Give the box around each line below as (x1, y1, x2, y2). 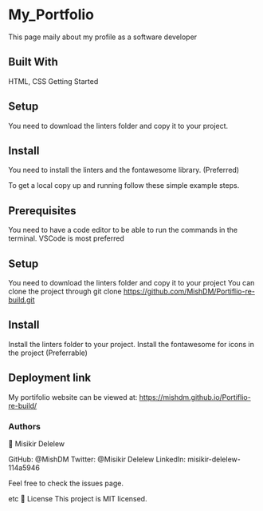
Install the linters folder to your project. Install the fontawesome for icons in (8, 339, 255, 349)
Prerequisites (8, 204, 77, 218)
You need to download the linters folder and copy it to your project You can (8, 278, 255, 287)
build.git (8, 295, 35, 305)
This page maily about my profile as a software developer (8, 32, 198, 42)
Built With (8, 55, 58, 69)
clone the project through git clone (8, 286, 122, 296)
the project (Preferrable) (8, 348, 88, 357)
